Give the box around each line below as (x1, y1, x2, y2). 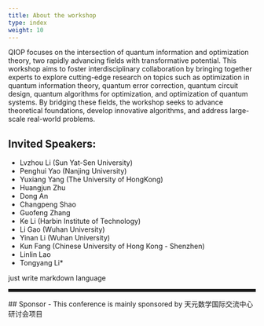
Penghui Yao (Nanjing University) (19, 167, 127, 176)
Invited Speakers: (8, 137, 97, 150)
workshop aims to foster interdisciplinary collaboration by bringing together (8, 64, 253, 74)
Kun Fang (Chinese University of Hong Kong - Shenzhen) (19, 241, 206, 251)
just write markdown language (8, 273, 106, 283)
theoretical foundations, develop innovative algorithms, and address (8, 106, 229, 115)
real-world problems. (27, 115, 96, 124)
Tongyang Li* (19, 258, 64, 268)
